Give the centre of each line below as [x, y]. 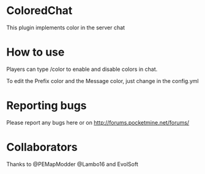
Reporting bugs [47, 106]
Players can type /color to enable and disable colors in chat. [82, 69]
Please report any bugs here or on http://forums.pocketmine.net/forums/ [98, 122]
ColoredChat [39, 11]
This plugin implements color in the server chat [66, 27]
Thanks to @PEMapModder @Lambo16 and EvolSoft [73, 164]
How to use [35, 52]
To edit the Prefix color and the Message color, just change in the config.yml [102, 81]
